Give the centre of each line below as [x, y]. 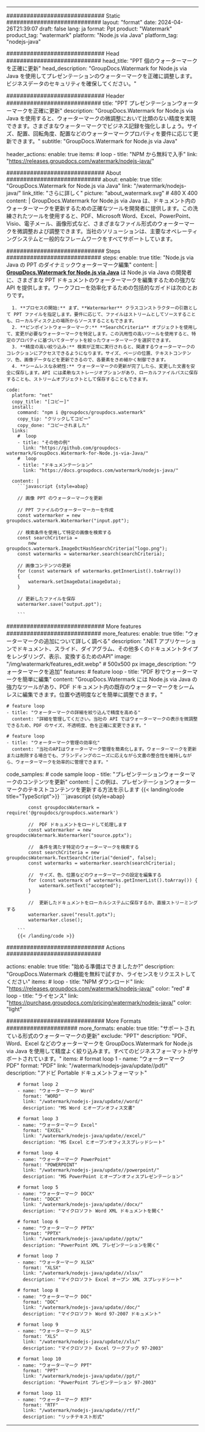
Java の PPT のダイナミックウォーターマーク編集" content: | [82, 265]
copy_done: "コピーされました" [53, 425]
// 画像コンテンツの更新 [44, 566]
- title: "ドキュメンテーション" [55, 465]
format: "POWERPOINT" [50, 1165]
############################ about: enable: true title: [85, 179]
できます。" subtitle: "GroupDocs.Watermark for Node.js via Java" [95, 141]
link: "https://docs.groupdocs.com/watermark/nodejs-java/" [100, 470]
